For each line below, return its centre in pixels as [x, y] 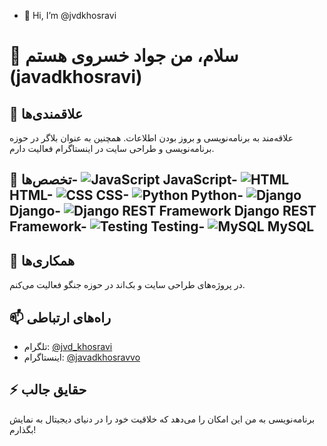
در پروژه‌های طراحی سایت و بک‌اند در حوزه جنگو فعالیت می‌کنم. [127, 285]
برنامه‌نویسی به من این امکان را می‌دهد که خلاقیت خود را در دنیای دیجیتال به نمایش [162, 419]
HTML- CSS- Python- [126, 195]
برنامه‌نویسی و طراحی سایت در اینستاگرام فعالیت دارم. [112, 148]
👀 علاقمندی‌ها [46, 113]
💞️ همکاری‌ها [42, 260]
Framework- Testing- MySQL [162, 226]
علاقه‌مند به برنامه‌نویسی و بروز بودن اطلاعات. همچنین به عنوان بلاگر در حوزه [151, 138]
